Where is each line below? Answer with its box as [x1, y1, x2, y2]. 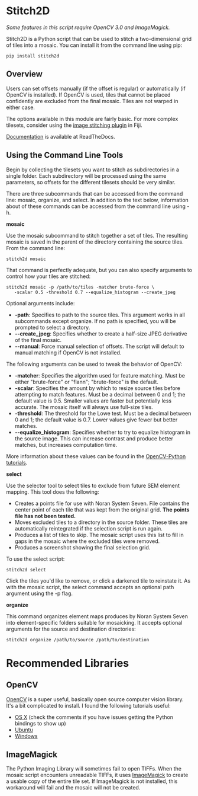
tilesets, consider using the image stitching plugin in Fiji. [6, 122, 143, 129]
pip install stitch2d [6, 53, 60, 59]
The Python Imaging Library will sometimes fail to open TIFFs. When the [6, 765, 182, 772]
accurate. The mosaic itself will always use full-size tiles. [14, 403, 154, 410]
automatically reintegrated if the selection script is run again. [14, 525, 163, 532]
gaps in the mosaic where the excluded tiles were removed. [14, 538, 160, 545]
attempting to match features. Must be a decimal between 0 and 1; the [14, 391, 186, 398]
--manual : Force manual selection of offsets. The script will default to [14, 343, 184, 350]
